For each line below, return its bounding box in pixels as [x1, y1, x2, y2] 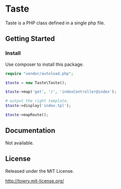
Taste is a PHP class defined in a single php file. [5, 20, 105, 26]
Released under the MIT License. [5, 168, 74, 174]
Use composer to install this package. [5, 61, 84, 67]
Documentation [5, 126, 56, 135]
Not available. [5, 140, 34, 146]
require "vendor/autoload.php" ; [5, 71, 73, 76]
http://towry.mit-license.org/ [5, 178, 64, 184]
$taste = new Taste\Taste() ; [5, 80, 67, 85]
